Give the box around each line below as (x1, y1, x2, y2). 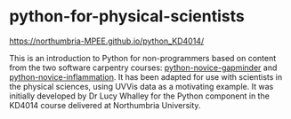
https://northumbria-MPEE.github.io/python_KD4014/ (9, 36, 205, 46)
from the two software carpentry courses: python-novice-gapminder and (9, 62, 278, 73)
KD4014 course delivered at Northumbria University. (9, 99, 201, 110)
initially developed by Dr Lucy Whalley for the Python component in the (9, 91, 270, 101)
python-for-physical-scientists (9, 6, 245, 27)
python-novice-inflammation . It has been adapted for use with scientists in (9, 71, 283, 82)
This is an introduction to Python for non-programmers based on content (9, 52, 277, 63)
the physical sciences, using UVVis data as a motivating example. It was (9, 81, 274, 91)
